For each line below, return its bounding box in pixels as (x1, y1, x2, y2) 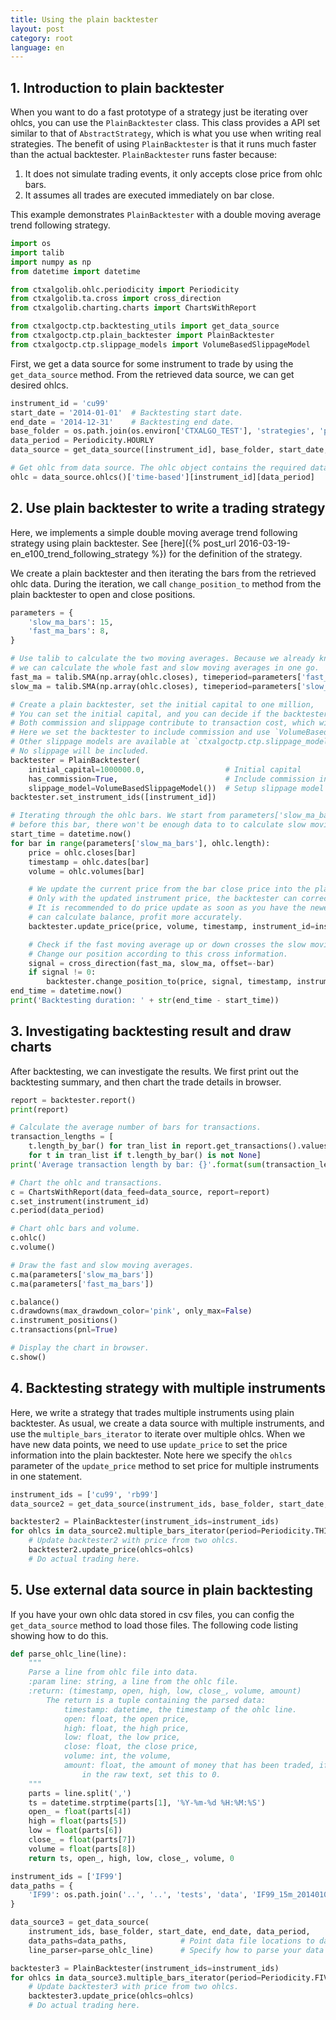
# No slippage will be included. (10, 746, 150, 756)
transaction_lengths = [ (10, 1132, 114, 1142)
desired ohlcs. (10, 379, 69, 391)
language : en (10, 42, 65, 53)
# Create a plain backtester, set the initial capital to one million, (10, 699, 315, 710)
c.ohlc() (10, 1233, 47, 1243)
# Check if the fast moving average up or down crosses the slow (28, 939, 307, 950)
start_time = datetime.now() (10, 829, 132, 839)
